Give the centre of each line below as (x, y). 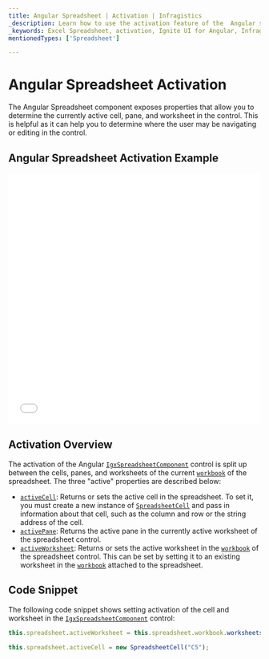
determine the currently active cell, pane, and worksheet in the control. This (133, 116)
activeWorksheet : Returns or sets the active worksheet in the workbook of (139, 547)
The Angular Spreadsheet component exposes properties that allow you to (131, 107)
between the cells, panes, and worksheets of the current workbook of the (128, 472)
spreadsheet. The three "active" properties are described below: (115, 481)
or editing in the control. (48, 132)
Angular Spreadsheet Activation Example (113, 158)
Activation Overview (60, 445)
